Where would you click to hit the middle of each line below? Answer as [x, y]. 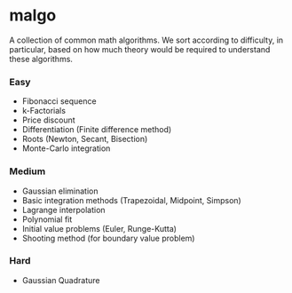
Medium [28, 171]
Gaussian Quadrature [61, 280]
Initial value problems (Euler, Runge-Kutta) [99, 228]
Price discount [48, 120]
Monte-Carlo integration [66, 148]
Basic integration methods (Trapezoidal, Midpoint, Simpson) [131, 200]
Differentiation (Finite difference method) [97, 130]
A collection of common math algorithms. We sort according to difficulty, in [146, 40]
